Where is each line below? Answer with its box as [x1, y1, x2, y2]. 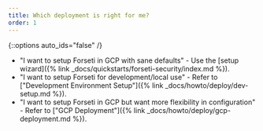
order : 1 [8, 19, 37, 27]
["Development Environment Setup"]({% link [19, 80, 164, 90]
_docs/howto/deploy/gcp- [146, 105, 231, 115]
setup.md [19, 89, 51, 98]
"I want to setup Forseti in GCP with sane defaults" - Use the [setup [19, 56, 239, 65]
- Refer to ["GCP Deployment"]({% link [19, 105, 146, 115]
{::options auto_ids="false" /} [8, 40, 102, 49]
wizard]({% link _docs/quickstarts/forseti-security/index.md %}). [19, 64, 230, 73]
